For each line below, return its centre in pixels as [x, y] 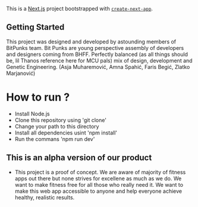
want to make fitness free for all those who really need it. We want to [99, 184]
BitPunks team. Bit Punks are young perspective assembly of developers [95, 48]
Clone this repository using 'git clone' [61, 120]
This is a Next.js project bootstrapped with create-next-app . [80, 9]
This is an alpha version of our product [79, 158]
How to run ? [38, 97]
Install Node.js [32, 114]
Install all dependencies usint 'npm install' [66, 133]
